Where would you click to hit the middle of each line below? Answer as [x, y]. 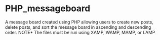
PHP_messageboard [48, 9]
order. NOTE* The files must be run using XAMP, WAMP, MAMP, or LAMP [80, 32]
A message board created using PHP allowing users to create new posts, [79, 22]
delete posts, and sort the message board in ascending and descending [78, 27]
